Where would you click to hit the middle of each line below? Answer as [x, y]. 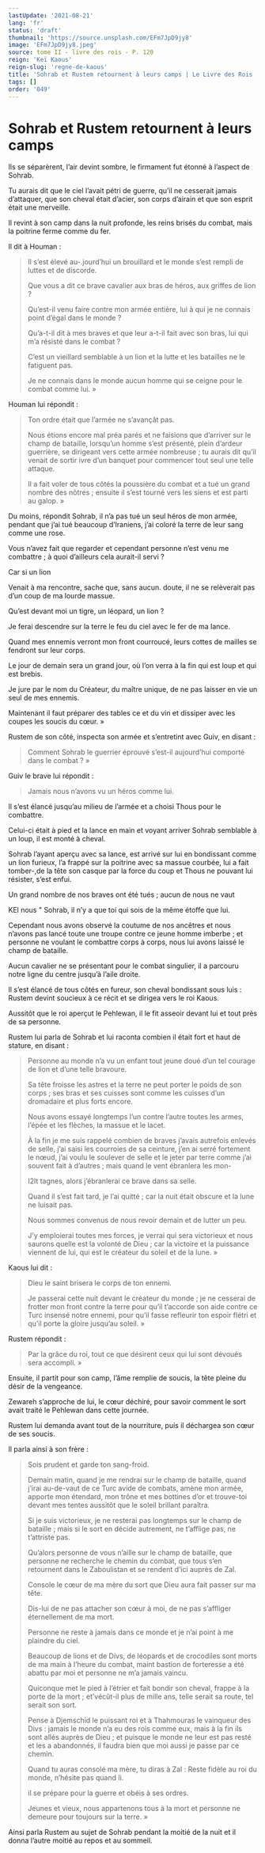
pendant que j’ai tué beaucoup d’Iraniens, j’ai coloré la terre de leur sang [126, 525]
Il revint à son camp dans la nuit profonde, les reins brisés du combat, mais [131, 223]
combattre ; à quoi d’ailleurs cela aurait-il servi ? [86, 557]
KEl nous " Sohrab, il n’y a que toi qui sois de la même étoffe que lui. [119, 910]
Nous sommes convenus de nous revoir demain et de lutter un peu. [137, 1221]
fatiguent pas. [50, 366]
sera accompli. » [55, 1363]
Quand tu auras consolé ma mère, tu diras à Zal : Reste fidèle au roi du [142, 1769]
